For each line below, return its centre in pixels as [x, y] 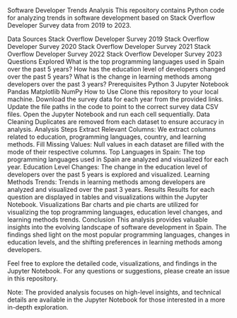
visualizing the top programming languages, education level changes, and [115, 212]
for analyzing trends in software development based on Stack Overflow [111, 18]
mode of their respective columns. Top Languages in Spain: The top [106, 152]
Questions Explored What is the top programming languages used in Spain [116, 62]
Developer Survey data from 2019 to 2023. [69, 25]
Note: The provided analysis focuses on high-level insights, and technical [114, 292]
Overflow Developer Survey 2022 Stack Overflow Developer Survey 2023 [115, 54]
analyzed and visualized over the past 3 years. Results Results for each [111, 189]
